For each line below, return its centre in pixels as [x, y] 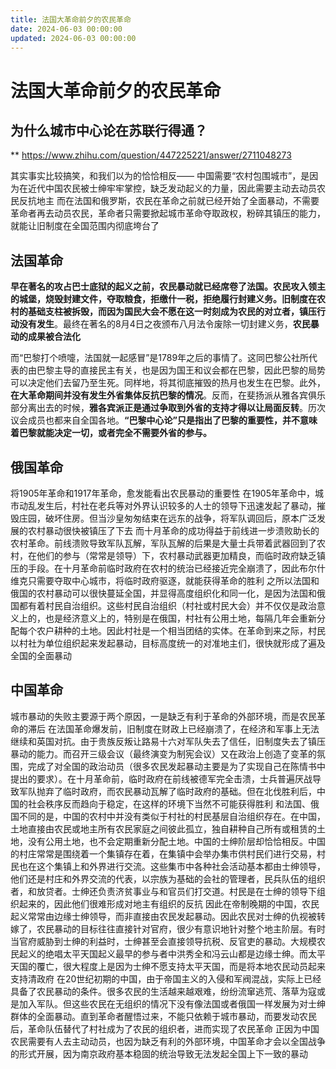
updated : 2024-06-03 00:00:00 [73, 38]
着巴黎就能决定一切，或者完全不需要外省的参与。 [111, 433]
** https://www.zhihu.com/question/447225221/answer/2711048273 [151, 155]
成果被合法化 [54, 337]
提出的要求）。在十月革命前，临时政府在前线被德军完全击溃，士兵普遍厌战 [161, 778]
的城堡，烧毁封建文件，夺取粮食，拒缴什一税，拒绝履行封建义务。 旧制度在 [163, 299]
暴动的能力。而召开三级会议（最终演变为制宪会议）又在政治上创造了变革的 [163, 753]
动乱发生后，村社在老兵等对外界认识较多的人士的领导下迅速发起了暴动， [167, 505]
